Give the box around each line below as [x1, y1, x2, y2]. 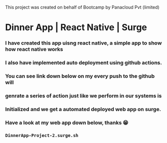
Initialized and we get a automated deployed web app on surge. [5, 105, 162, 112]
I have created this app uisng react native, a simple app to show [5, 39, 162, 46]
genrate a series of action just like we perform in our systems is [5, 92, 162, 99]
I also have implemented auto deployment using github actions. [5, 59, 162, 66]
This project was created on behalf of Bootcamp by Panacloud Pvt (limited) [5, 4, 160, 10]
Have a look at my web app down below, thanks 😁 [5, 119, 129, 126]
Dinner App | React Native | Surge [5, 22, 147, 33]
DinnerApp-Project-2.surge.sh [5, 132, 79, 138]
